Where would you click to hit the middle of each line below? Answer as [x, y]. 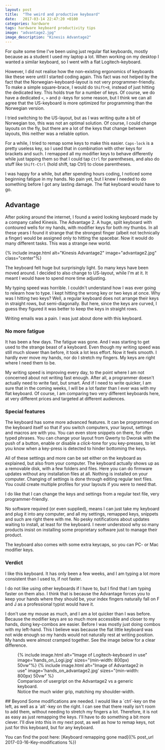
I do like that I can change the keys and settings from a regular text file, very [82, 494]
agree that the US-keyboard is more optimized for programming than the [79, 103]
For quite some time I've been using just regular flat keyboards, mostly [77, 51]
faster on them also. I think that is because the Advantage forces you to [78, 593]
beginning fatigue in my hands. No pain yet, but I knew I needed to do [76, 179]
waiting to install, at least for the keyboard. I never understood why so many [82, 525]
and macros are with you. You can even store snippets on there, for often [79, 433]
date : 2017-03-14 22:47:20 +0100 [42, 19]
